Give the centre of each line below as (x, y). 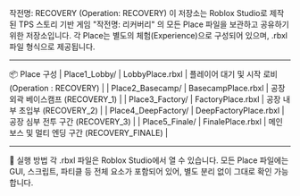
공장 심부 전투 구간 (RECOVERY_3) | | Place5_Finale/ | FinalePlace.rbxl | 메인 (146, 122)
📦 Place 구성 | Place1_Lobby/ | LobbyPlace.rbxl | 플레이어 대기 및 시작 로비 (144, 74)
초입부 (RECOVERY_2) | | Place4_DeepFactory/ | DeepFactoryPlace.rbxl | (151, 111)
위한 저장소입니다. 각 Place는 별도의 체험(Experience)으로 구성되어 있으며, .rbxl (149, 35)
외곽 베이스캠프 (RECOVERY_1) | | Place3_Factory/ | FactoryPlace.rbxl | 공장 (145, 99)
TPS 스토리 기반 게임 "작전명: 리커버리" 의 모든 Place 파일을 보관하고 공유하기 (154, 24)
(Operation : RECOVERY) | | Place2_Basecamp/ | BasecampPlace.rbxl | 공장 (147, 88)
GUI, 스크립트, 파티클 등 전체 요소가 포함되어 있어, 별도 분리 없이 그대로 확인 (141, 171)
